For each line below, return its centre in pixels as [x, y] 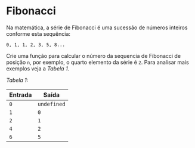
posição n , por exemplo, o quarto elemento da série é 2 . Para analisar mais [97, 62]
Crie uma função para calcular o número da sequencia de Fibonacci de [93, 55]
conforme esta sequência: [38, 33]
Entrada [21, 95]
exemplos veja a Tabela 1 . [38, 68]
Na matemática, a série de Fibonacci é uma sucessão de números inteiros [97, 27]
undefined [52, 104]
